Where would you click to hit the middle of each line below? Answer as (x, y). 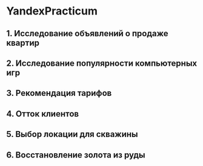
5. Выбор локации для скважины (72, 134)
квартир (23, 43)
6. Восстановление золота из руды (76, 155)
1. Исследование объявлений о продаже (87, 34)
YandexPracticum (52, 11)
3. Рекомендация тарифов (59, 93)
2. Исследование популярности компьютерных (102, 63)
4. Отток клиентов (43, 114)
